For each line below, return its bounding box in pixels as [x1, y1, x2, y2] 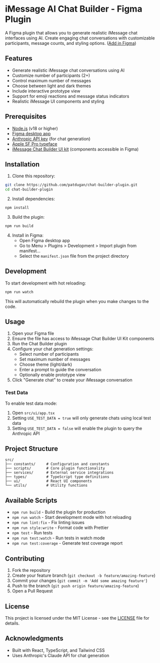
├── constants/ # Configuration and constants [5, 462, 110, 467]
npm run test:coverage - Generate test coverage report [12, 540, 123, 546]
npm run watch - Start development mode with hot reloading [12, 514, 132, 520]
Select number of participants [19, 351, 79, 357]
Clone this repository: [12, 173, 55, 179]
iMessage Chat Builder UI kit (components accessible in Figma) [12, 146, 139, 152]
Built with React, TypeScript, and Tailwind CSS [12, 647, 105, 653]
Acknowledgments [5, 634, 64, 643]
